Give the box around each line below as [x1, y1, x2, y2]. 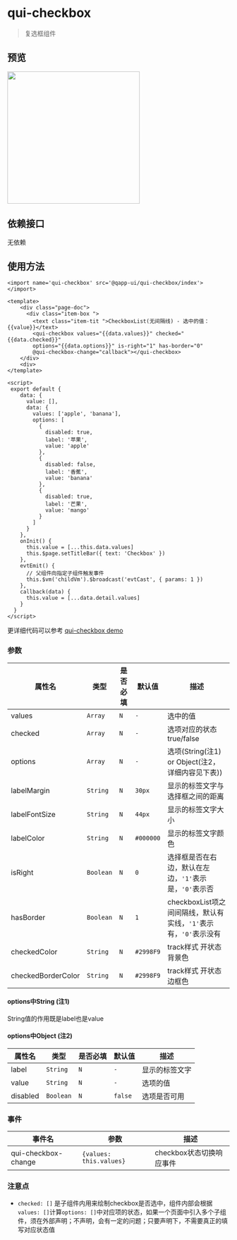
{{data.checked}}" [7, 336, 61, 343]
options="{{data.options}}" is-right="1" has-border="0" [32, 343, 203, 350]
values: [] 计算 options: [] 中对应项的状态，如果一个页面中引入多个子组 [17, 1208, 227, 1216]
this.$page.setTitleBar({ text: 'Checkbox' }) [25, 550, 166, 558]
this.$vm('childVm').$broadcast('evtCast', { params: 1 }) [25, 576, 203, 583]
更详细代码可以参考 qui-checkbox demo [7, 626, 123, 635]
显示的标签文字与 [167, 780, 224, 790]
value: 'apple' [44, 443, 90, 450]
